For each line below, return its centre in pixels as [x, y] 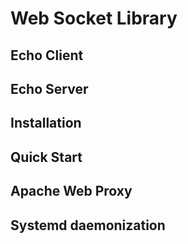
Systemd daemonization [88, 225]
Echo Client [47, 55]
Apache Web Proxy [71, 191]
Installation [46, 123]
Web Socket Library [94, 18]
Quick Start [46, 157]
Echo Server [49, 88]
